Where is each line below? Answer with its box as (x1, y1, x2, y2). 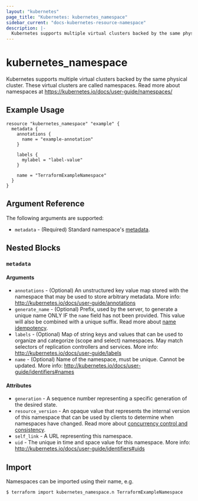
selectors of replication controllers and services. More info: (14, 343, 159, 351)
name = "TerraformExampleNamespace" (16, 172, 107, 178)
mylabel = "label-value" (21, 157, 83, 163)
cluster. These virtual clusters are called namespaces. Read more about (6, 82, 180, 89)
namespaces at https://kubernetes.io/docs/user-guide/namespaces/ (6, 88, 173, 95)
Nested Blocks (6, 243, 61, 253)
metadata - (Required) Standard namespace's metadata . (14, 225, 150, 233)
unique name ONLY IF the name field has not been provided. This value (14, 312, 186, 319)
